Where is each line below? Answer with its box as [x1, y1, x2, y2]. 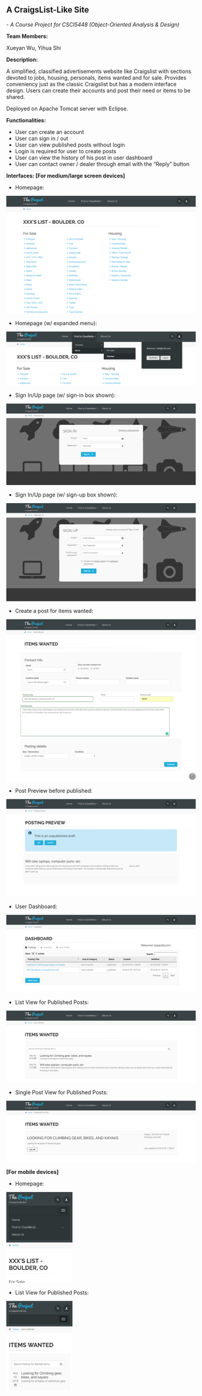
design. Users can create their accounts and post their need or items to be [6, 87, 191, 94]
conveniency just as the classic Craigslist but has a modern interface [6, 80, 177, 87]
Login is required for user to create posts [14, 147, 117, 154]
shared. [6, 93, 25, 100]
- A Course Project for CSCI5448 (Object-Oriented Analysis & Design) [6, 21, 180, 28]
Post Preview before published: [14, 787, 93, 795]
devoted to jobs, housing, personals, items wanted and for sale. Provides [6, 74, 186, 81]
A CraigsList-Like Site [6, 5, 90, 15]
